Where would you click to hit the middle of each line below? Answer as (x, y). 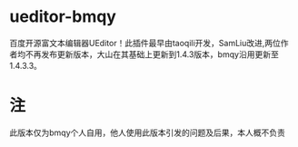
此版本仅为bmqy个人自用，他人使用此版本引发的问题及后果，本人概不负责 (148, 132)
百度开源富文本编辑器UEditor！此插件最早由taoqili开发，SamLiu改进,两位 (145, 43)
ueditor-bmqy (63, 17)
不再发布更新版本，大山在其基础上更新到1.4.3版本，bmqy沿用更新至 (152, 54)
